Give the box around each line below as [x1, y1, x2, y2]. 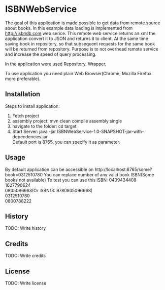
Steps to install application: [5, 103, 60, 109]
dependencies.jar [12, 133, 48, 139]
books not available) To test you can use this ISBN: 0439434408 [5, 177, 136, 183]
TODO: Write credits [5, 253, 46, 259]
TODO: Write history [5, 225, 46, 231]
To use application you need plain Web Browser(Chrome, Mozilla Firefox [5, 70, 152, 76]
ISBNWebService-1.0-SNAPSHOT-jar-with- [57, 128, 144, 134]
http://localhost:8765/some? [95, 166, 152, 172]
